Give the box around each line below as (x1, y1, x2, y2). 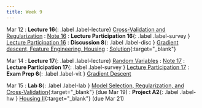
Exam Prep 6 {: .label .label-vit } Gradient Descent (6, 70, 131, 77)
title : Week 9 (6, 9, 43, 15)
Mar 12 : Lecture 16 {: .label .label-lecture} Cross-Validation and (6, 26, 166, 33)
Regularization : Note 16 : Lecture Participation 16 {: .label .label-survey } (6, 32, 190, 40)
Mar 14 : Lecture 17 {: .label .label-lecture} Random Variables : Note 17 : (6, 57, 185, 64)
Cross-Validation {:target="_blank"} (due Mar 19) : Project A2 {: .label (6, 88, 179, 95)
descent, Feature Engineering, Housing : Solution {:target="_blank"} (6, 45, 176, 52)
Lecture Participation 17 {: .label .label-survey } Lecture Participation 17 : (6, 63, 190, 71)
